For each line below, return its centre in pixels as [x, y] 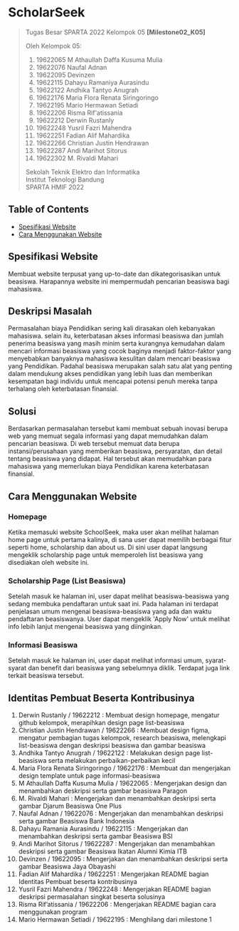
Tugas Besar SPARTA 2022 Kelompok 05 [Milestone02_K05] [115, 32]
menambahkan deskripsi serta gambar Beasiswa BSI [95, 836]
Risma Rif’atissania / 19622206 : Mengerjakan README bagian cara [117, 905]
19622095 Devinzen [65, 75]
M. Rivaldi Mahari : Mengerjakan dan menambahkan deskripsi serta [117, 799]
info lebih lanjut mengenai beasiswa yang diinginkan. [85, 627]
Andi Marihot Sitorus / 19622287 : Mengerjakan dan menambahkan [117, 844]
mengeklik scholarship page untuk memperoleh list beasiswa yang [106, 555]
